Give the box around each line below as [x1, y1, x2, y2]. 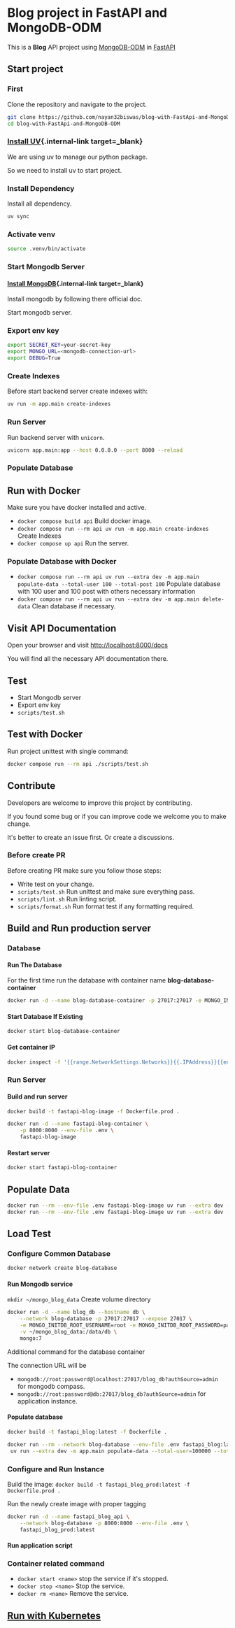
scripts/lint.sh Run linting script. [17, 894, 117, 903]
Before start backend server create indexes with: [7, 387, 148, 396]
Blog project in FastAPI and [7, 5, 168, 21]
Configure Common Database [7, 1248, 111, 1258]
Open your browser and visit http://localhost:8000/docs [7, 641, 168, 650]
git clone [7, 113, 36, 120]
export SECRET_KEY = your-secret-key [7, 341, 111, 349]
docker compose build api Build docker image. [17, 517, 152, 525]
